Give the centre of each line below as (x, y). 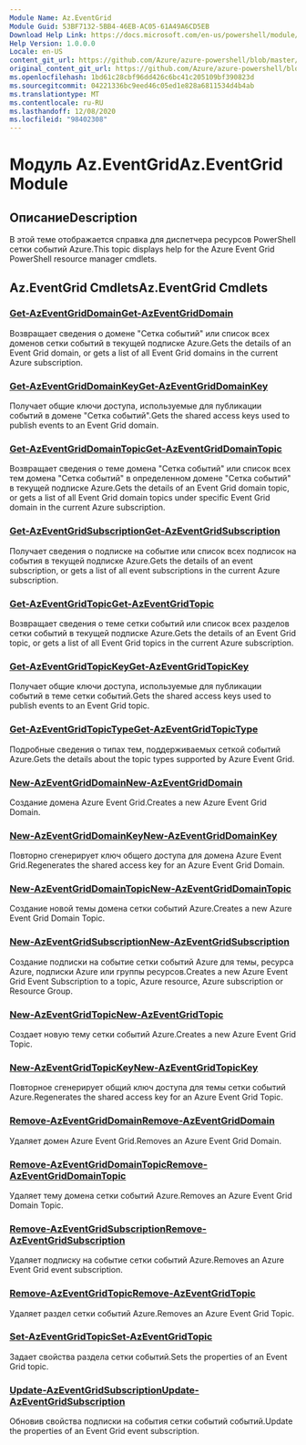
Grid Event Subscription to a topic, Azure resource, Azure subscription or (147, 981)
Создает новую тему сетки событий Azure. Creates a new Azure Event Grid (153, 1035)
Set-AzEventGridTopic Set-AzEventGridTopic (111, 1337)
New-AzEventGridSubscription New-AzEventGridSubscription (149, 942)
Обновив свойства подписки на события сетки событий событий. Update (151, 1421)
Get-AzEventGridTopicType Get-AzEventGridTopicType (134, 729)
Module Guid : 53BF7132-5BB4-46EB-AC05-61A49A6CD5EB (109, 26)
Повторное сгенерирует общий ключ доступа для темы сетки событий (148, 1088)
